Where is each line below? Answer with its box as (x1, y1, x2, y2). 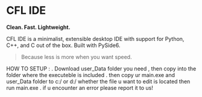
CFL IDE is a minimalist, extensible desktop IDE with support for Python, (6, 35, 185, 42)
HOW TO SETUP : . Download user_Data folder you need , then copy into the (6, 64, 197, 72)
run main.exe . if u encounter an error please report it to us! (6, 84, 154, 91)
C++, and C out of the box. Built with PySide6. (6, 42, 121, 49)
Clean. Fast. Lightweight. (6, 23, 71, 31)
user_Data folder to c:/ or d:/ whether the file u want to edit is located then (6, 78, 191, 85)
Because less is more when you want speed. (21, 53, 132, 60)
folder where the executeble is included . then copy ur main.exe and (6, 71, 175, 78)
